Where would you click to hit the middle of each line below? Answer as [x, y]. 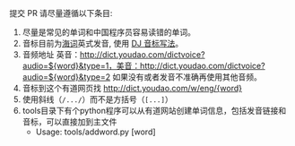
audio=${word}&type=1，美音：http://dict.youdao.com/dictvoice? [144, 66]
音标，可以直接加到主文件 [69, 122]
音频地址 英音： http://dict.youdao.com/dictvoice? [113, 55]
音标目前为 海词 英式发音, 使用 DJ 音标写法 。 [103, 43]
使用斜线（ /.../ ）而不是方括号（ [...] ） [97, 99]
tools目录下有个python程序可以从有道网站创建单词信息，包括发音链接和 [154, 111]
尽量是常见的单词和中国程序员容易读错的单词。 [108, 32]
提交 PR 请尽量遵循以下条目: [61, 13]
